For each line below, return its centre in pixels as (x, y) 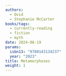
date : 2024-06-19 (23, 42)
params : (13, 47)
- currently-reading (31, 28)
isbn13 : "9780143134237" (35, 51)
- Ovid (16, 14)
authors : (14, 10)
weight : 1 (15, 65)
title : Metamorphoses (28, 61)
